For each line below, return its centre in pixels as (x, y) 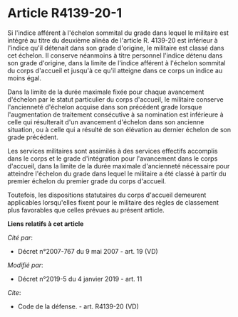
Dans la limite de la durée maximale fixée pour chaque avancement (106, 92)
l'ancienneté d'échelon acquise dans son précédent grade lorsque (105, 107)
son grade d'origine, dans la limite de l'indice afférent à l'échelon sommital (117, 63)
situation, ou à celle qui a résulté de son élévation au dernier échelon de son (119, 129)
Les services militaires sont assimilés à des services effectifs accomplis (113, 151)
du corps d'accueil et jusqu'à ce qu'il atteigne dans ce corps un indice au (115, 70)
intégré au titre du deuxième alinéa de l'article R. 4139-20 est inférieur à (113, 40)
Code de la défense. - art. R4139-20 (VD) (78, 306)
